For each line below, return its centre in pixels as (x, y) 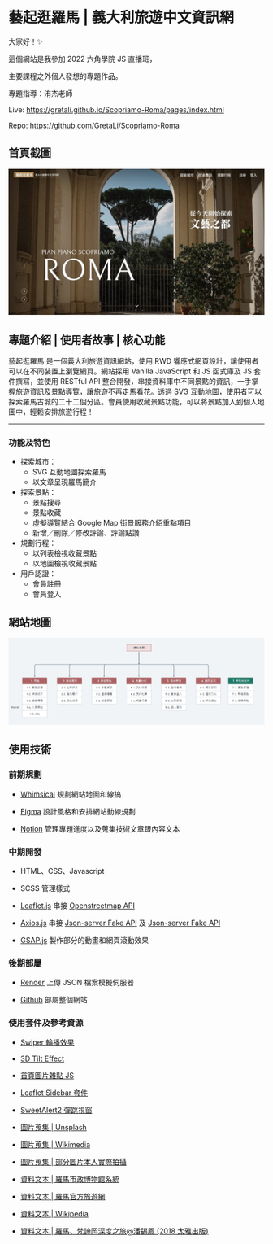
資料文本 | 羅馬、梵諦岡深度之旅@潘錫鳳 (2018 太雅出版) (114, 1231)
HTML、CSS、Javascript (62, 871)
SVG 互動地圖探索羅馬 (69, 472)
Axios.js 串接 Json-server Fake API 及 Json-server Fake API (120, 923)
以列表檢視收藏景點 (65, 553)
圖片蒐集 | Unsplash (53, 1127)
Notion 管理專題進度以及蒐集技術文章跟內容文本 (100, 828)
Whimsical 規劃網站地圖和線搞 (71, 794)
